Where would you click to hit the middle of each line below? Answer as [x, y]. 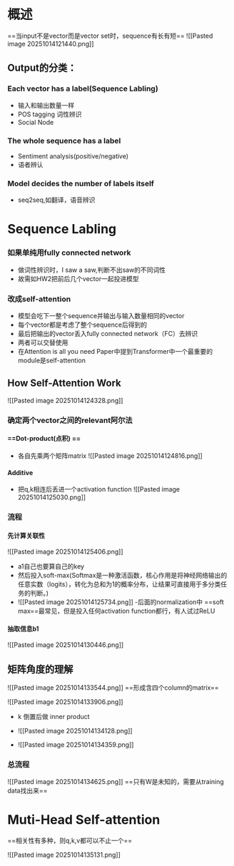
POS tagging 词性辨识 [50, 114]
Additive [20, 472]
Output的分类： [42, 68]
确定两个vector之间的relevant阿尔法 [70, 420]
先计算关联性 [26, 535]
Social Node [36, 122]
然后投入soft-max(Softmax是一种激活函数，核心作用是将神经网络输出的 [122, 576]
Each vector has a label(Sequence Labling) [83, 88]
